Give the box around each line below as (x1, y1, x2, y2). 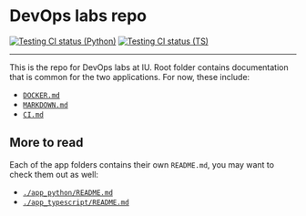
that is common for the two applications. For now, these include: (9, 71, 250, 82)
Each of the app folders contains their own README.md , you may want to (9, 159, 275, 170)
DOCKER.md (22, 90, 61, 100)
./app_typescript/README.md (22, 198, 129, 207)
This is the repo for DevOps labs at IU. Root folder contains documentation (9, 61, 289, 73)
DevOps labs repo (9, 5, 148, 26)
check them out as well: (9, 169, 98, 180)
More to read (9, 135, 84, 150)
